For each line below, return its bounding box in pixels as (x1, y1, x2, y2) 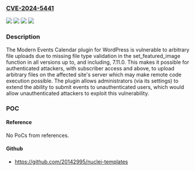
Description (6, 33, 40, 41)
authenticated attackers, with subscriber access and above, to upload (6, 64, 175, 71)
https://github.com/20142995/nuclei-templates (14, 158, 128, 165)
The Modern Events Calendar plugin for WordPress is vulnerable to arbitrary (6, 46, 190, 53)
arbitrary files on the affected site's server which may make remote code (6, 71, 182, 78)
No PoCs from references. (6, 132, 69, 139)
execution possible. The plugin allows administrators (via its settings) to (6, 77, 179, 84)
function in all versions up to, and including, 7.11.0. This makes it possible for (6, 59, 189, 66)
